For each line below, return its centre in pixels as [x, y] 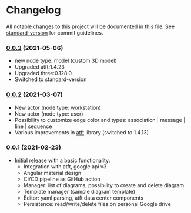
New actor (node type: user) [49, 114]
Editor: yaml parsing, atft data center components [83, 198]
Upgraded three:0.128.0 [43, 73]
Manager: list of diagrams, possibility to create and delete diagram [103, 185]
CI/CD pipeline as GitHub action [62, 179]
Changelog [33, 10]
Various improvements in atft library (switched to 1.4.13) [81, 132]
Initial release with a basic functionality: [62, 160]
